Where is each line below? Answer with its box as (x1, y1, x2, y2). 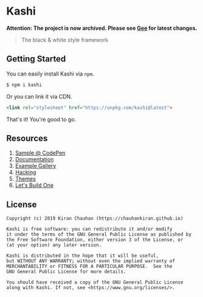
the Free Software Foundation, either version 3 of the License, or (6, 237, 184, 243)
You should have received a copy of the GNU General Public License (6, 279, 184, 285)
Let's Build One (15, 181, 53, 189)
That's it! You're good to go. (6, 116, 77, 123)
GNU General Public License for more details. (6, 269, 126, 275)
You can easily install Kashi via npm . (6, 70, 94, 77)
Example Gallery (15, 162, 57, 170)
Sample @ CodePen (15, 149, 66, 156)
